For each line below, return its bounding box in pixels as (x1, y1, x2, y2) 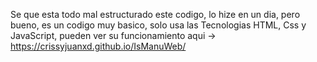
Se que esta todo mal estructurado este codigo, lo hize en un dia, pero (10, 9, 301, 20)
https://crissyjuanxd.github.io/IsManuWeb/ (10, 40, 187, 52)
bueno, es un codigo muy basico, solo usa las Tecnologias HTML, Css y (10, 19, 307, 31)
